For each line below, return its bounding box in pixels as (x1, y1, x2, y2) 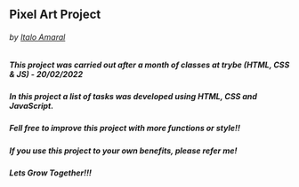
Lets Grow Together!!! (9, 168, 92, 178)
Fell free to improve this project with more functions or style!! (9, 123, 240, 134)
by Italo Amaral (9, 31, 66, 43)
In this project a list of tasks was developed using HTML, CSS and (9, 90, 258, 101)
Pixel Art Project (9, 7, 101, 22)
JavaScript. (9, 100, 54, 111)
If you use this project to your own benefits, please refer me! (9, 145, 238, 156)
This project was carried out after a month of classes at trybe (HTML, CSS (9, 59, 290, 70)
